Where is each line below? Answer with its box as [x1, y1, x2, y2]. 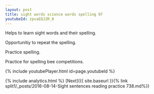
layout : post [5, 7, 32, 12]
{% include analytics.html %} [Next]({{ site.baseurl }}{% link [5, 78, 128, 84]
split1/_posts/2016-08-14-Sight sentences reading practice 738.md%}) [5, 83, 150, 89]
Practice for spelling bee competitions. [5, 59, 84, 65]
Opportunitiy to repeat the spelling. [5, 40, 77, 46]
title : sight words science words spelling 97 [5, 12, 103, 17]
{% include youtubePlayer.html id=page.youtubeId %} [5, 68, 115, 74]
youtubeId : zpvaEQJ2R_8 [5, 16, 54, 21]
